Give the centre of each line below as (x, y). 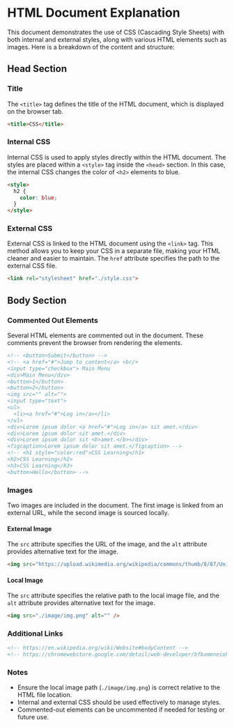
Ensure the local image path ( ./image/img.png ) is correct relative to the (119, 687)
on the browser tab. (36, 111)
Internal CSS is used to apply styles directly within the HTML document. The (117, 157)
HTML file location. (45, 695)
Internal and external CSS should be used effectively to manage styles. (119, 703)
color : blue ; (39, 198)
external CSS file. (32, 266)
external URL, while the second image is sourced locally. (88, 512)
